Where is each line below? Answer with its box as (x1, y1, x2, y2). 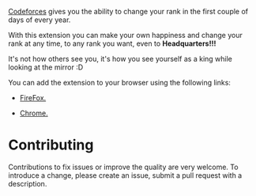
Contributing (8, 136, 94, 154)
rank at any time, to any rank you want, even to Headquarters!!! (8, 39, 216, 48)
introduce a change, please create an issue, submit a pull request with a (8, 170, 243, 180)
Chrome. (19, 108, 49, 118)
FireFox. (19, 93, 47, 102)
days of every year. (8, 15, 71, 24)
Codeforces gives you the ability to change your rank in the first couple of (8, 7, 249, 16)
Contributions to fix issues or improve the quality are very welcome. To (8, 162, 239, 171)
